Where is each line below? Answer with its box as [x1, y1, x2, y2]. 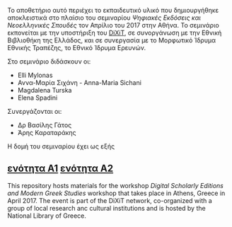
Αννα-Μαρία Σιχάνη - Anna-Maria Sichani [17, 78, 141, 87]
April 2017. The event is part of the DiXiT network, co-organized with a [7, 196, 212, 204]
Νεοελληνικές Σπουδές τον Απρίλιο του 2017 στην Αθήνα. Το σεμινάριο [7, 21, 219, 29]
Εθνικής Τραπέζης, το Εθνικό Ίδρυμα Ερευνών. [7, 44, 146, 52]
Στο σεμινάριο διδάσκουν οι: [7, 57, 91, 66]
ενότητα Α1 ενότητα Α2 [7, 163, 114, 175]
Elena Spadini [17, 93, 58, 102]
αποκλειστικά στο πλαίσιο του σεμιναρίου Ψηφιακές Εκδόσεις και [7, 13, 202, 22]
